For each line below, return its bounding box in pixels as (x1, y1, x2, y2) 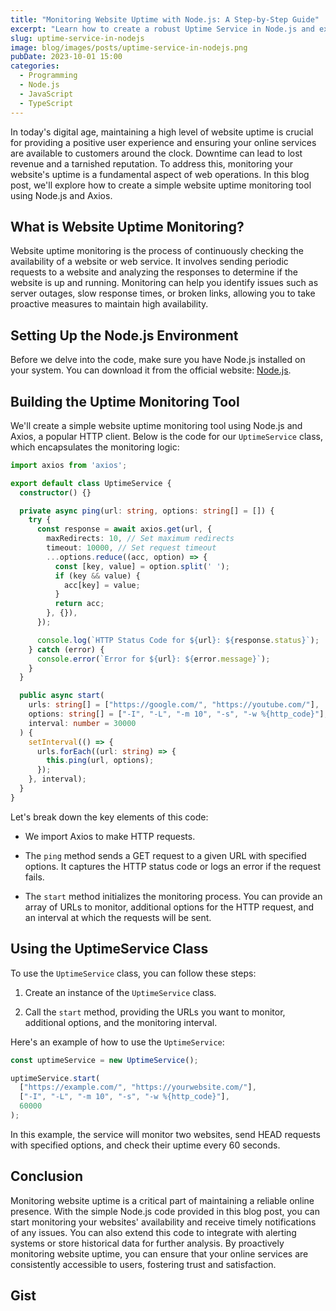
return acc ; (54, 599, 105, 609)
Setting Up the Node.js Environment (10, 327, 239, 344)
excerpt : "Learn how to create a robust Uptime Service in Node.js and (10, 24, 315, 34)
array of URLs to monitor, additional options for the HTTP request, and (24, 901, 315, 913)
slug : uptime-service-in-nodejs (10, 33, 145, 43)
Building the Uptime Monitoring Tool (10, 393, 240, 410)
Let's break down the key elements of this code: (10, 811, 209, 823)
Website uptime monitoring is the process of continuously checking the (10, 245, 304, 257)
